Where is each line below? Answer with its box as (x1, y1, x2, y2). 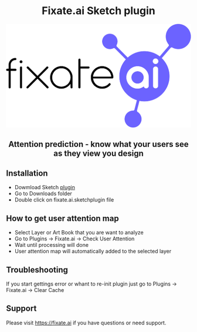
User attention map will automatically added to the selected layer (14, 248, 172, 255)
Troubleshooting (6, 264, 69, 274)
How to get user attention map (6, 213, 119, 223)
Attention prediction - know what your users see (8, 139, 189, 149)
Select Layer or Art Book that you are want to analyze (14, 229, 144, 236)
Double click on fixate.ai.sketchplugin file (14, 196, 114, 203)
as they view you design (53, 148, 144, 158)
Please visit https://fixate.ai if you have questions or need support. (6, 319, 167, 326)
